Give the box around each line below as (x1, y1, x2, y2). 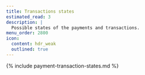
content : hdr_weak (11, 41, 57, 47)
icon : (6, 35, 19, 41)
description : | (6, 19, 43, 25)
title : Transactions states (6, 8, 75, 15)
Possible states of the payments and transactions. (11, 24, 140, 31)
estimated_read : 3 (6, 14, 51, 20)
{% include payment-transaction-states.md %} (6, 62, 119, 69)
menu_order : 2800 (6, 30, 49, 36)
